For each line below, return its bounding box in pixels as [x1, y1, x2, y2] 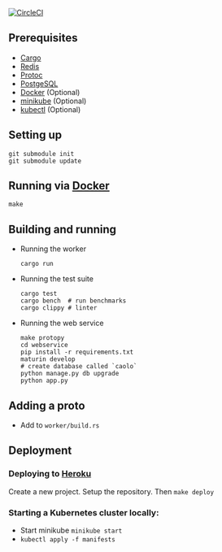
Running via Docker [8, 179, 110, 193]
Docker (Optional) [20, 87, 81, 97]
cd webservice [20, 341, 68, 350]
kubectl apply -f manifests [20, 536, 115, 544]
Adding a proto [8, 398, 85, 412]
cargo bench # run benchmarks [20, 297, 127, 305]
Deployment [8, 444, 72, 458]
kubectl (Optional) [20, 104, 81, 114]
